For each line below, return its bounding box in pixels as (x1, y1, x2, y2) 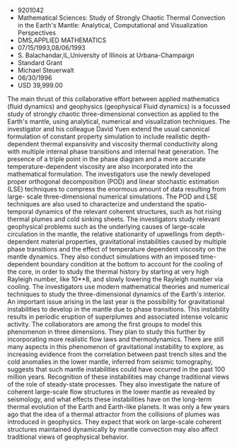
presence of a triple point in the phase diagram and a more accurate (7, 155, 207, 163)
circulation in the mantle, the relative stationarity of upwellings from (7, 230, 204, 238)
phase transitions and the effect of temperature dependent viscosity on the (7, 245, 226, 253)
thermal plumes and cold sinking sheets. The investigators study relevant (7, 215, 221, 223)
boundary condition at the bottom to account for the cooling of (40, 260, 223, 268)
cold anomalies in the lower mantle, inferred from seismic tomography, (7, 358, 214, 366)
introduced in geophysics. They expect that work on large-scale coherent (7, 418, 222, 426)
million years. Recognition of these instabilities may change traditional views (7, 372, 230, 381)
